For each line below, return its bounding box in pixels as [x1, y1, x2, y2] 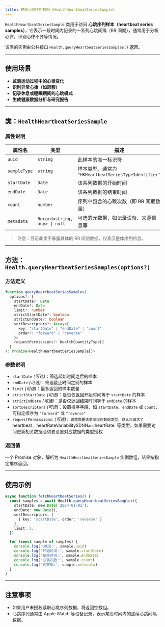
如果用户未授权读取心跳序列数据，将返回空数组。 [12, 604, 111, 611]
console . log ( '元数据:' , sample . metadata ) [14, 562, 98, 567]
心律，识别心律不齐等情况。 [5, 33, 61, 39]
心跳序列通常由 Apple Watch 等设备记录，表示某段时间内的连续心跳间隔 [12, 611, 157, 617]
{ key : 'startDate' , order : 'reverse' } [18, 517, 102, 522]
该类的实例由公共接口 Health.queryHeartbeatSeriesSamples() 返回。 [5, 44, 143, 50]
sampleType [7, 168, 33, 174]
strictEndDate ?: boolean [14, 317, 65, 322]
